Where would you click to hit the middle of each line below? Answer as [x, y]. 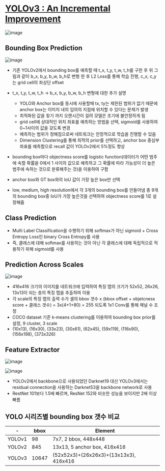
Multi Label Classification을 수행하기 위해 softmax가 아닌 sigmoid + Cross [85, 230]
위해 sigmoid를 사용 [44, 249]
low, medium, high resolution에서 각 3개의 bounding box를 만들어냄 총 [81, 190]
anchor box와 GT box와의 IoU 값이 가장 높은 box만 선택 [66, 179]
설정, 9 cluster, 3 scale [35, 324]
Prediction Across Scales [44, 264]
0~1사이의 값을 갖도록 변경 [45, 128]
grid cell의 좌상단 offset [41, 82]
